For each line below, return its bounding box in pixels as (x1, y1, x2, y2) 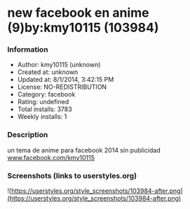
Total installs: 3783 (17, 105, 72, 113)
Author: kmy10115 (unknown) (17, 61, 101, 69)
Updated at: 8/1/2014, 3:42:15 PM (17, 75, 114, 84)
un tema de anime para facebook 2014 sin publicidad (7, 145, 161, 154)
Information (7, 45, 48, 55)
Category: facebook (17, 90, 76, 99)
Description (7, 130, 48, 140)
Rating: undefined (17, 98, 69, 106)
